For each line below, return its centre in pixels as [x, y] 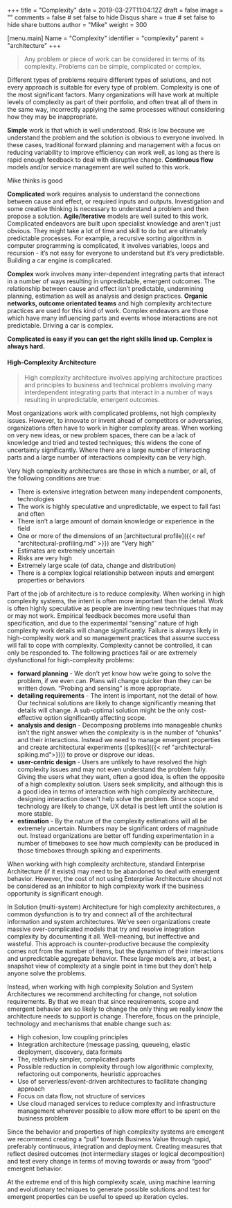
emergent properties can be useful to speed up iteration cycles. [98, 1197]
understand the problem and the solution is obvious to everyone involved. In [116, 137]
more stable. [35, 814]
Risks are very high [45, 558]
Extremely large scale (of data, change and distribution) [97, 566]
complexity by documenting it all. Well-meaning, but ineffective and [104, 937]
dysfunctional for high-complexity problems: [71, 660]
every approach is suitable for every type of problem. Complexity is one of [113, 87]
